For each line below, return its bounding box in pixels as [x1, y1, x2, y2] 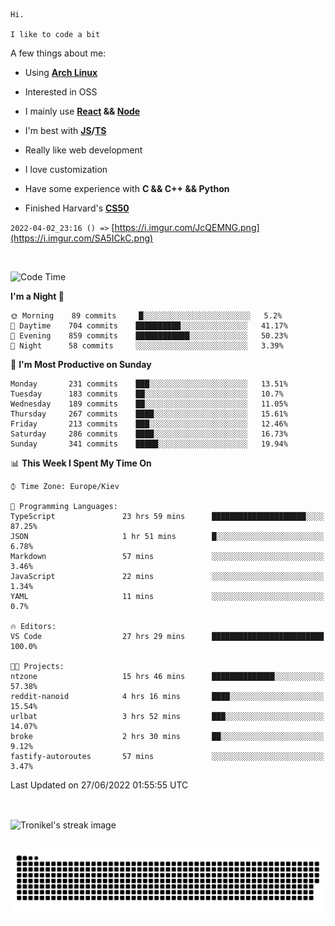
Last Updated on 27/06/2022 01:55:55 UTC [10, 779, 189, 791]
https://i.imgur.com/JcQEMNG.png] [114, 222, 260, 233]
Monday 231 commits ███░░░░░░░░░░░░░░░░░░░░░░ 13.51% [10, 379, 288, 389]
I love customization [24, 164, 108, 175]
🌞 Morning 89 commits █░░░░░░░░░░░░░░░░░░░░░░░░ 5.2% [10, 311, 283, 321]
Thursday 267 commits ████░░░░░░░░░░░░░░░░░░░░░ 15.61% [10, 409, 288, 419]
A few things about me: [10, 47, 107, 59]
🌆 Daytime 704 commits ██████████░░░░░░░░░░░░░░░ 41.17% [10, 321, 288, 331]
